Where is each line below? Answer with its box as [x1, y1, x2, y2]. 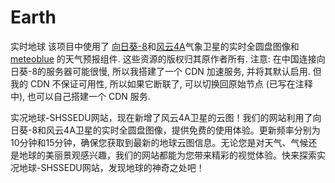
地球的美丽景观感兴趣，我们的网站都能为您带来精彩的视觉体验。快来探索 [18, 149, 317, 161]
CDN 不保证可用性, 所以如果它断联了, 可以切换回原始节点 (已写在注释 [29, 77, 313, 90]
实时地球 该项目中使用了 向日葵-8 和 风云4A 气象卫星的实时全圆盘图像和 [10, 40, 300, 52]
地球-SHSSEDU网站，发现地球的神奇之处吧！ [18, 161, 205, 173]
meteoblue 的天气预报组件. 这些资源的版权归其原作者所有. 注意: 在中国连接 [10, 52, 317, 65]
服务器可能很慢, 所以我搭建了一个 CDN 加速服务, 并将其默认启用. [46, 65, 311, 77]
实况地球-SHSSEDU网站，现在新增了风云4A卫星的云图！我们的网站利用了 [10, 111, 313, 123]
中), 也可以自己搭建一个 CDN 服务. [10, 90, 151, 102]
